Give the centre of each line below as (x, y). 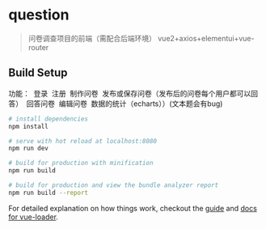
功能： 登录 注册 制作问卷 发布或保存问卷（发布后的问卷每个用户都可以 (130, 93)
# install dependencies (49, 119)
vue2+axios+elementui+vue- (206, 38)
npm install (28, 126)
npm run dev (28, 148)
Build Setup (38, 73)
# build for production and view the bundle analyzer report (114, 185)
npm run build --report (49, 193)
